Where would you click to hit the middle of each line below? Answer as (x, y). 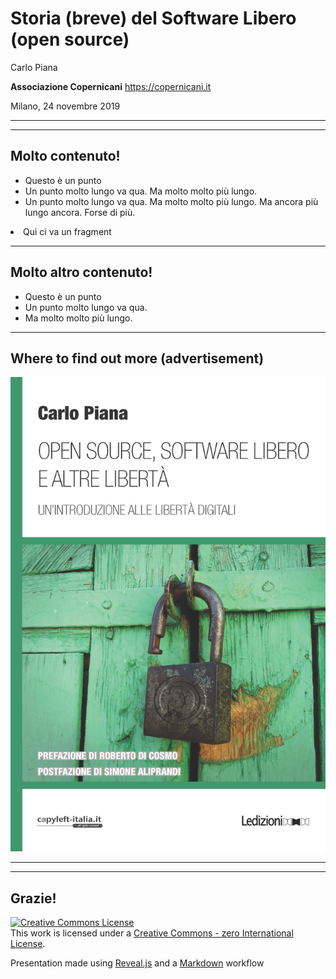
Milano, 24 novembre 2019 (65, 106)
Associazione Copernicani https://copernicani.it (111, 86)
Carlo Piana (34, 67)
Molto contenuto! (65, 156)
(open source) (70, 39)
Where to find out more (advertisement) (137, 358)
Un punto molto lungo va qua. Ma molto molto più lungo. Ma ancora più (171, 201)
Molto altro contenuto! (81, 272)
